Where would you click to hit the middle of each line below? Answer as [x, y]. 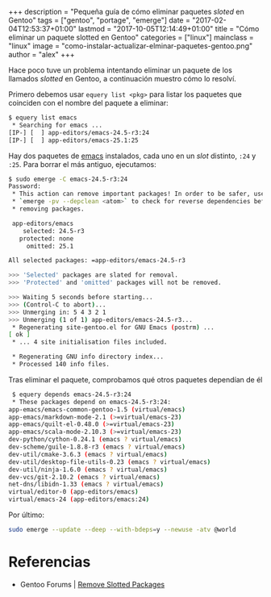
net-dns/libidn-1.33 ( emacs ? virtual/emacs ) [86, 484]
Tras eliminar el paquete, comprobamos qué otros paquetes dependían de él [135, 379]
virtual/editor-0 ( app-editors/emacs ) [73, 492]
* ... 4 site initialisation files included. [90, 342]
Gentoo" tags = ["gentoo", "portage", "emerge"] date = [100, 20]
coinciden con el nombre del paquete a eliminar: [89, 103]
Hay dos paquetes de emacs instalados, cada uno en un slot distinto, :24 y [132, 156]
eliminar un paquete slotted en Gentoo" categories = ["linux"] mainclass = [131, 37]
